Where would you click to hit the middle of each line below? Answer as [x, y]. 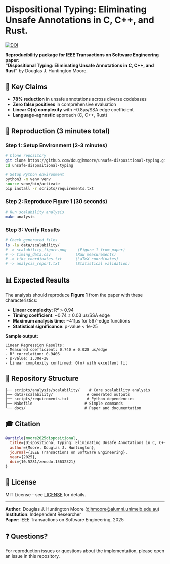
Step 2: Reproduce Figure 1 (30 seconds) [56, 202]
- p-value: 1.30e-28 [27, 358]
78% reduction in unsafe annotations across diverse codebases [79, 99]
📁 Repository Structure [42, 378]
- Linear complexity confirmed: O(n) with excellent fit [67, 363]
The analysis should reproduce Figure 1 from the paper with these [74, 295]
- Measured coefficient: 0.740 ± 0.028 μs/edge [56, 350]
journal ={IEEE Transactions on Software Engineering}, [69, 452]
